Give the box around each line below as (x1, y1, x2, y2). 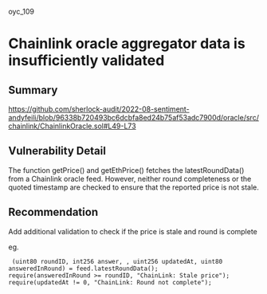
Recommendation (8, 206, 98, 219)
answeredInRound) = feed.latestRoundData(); (8, 265, 159, 272)
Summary (8, 83, 58, 96)
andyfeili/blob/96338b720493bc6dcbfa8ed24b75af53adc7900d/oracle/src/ (8, 113, 259, 122)
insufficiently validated (8, 52, 165, 70)
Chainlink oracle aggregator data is (8, 35, 245, 53)
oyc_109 (8, 7, 34, 16)
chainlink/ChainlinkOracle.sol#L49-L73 (8, 121, 137, 131)
